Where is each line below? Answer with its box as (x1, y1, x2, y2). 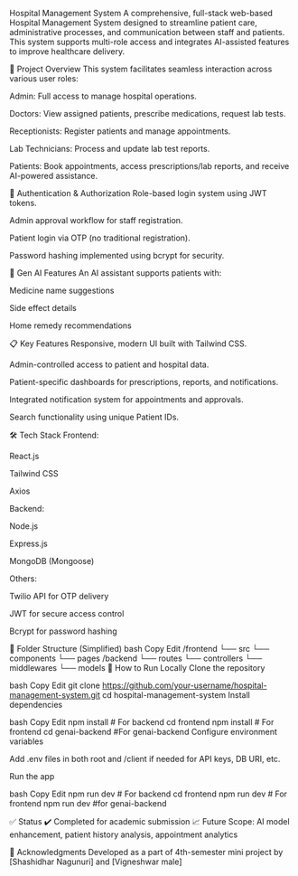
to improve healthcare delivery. (9, 46, 125, 57)
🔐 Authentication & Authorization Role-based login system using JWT (9, 188, 267, 198)
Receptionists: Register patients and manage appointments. (9, 126, 231, 137)
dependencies (9, 700, 63, 710)
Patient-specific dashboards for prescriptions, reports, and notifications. (9, 377, 279, 387)
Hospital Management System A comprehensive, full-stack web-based (9, 8, 274, 18)
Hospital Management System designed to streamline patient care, (9, 17, 257, 28)
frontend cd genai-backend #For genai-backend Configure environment (9, 727, 278, 737)
